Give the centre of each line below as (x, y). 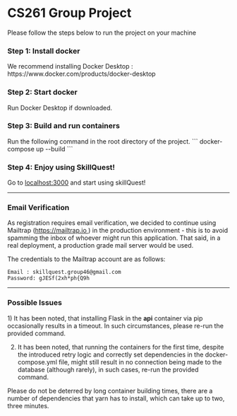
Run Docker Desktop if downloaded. (60, 108)
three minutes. (28, 405)
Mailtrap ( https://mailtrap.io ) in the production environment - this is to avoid (118, 231)
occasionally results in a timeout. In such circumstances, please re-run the (116, 325)
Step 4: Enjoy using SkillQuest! (61, 167)
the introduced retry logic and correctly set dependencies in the (110, 354)
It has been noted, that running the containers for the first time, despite (121, 347)
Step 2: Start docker (42, 92)
